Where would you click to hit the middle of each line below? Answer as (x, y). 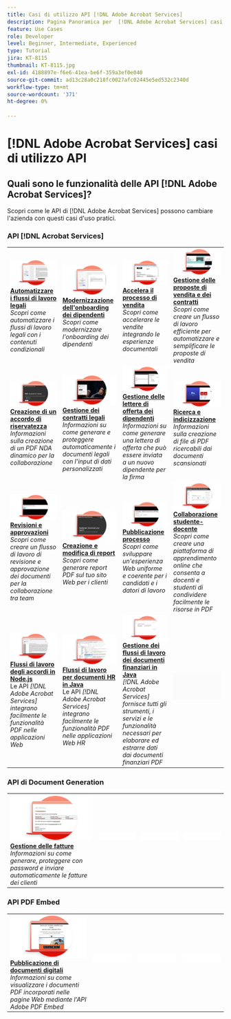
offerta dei (138, 411)
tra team (22, 598)
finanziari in (140, 668)
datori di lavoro (144, 591)
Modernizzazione (88, 300)
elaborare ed (141, 741)
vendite (133, 327)
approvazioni (29, 532)
